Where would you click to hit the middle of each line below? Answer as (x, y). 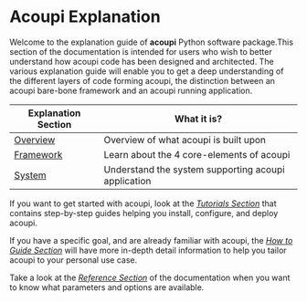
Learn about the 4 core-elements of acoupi (197, 154)
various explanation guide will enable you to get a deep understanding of (147, 71)
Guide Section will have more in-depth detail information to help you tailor (148, 250)
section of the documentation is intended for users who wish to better (141, 51)
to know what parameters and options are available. (107, 287)
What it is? (198, 119)
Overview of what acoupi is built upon (185, 140)
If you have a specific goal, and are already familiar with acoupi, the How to (151, 240)
